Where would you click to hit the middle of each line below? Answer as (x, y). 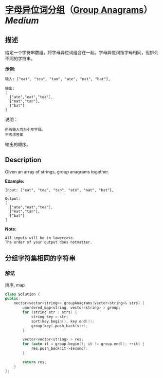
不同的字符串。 (20, 58)
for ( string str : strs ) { (50, 312)
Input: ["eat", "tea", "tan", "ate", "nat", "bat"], (60, 190)
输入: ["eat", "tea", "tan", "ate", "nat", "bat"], (58, 79)
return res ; (35, 362)
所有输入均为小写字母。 (25, 130)
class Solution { (23, 294)
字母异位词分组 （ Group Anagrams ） (79, 10)
